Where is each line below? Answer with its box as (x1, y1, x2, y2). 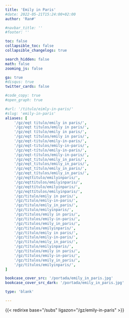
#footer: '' (5, 30, 30, 35)
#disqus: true (5, 79, 34, 84)
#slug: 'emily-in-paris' (5, 111, 56, 116)
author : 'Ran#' (5, 16, 36, 21)
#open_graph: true (5, 98, 43, 103)
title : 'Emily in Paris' (5, 7, 56, 12)
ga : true (5, 75, 23, 80)
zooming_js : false (5, 66, 43, 71)
